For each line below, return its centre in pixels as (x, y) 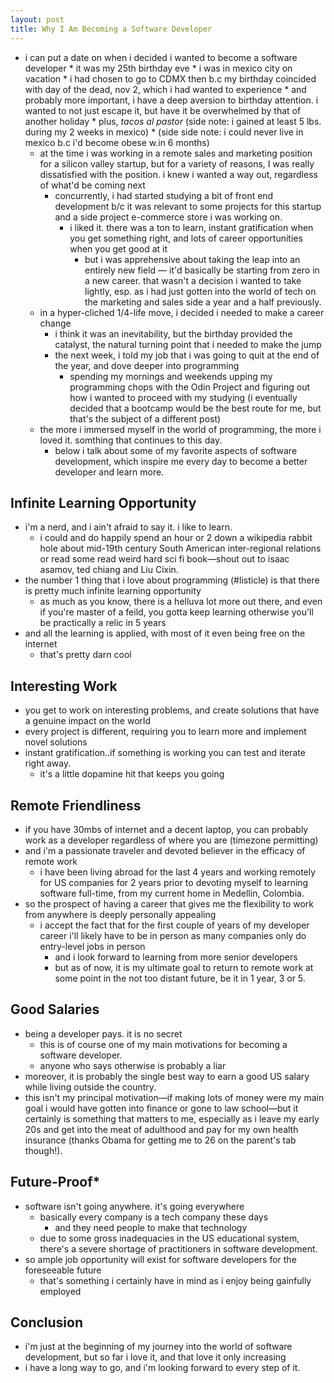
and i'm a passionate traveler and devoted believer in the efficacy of (165, 850)
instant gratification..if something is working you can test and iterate (165, 753)
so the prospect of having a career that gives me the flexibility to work (169, 903)
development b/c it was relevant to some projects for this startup (188, 206)
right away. (48, 763)
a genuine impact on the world (88, 721)
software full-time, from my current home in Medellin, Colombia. (172, 893)
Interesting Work (64, 686)
